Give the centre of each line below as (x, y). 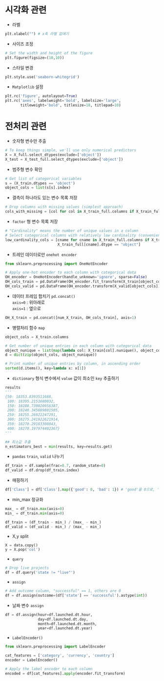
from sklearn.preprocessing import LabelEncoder (55, 647)
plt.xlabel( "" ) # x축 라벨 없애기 (37, 34)
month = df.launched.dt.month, (67, 624)
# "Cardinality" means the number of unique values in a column (72, 231)
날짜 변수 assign (28, 605)
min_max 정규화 (28, 499)
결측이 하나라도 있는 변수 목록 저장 (45, 198)
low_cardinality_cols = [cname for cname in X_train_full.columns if (77, 240)
